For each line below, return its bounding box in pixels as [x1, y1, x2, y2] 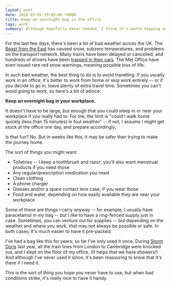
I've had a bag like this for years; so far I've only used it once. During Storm [5, 238, 163, 244]
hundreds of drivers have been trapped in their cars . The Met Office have [5, 56, 159, 63]
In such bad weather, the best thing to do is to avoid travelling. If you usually [5, 72, 165, 78]
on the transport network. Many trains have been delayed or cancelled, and [5, 51, 163, 58]
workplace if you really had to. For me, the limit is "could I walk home [5, 113, 150, 120]
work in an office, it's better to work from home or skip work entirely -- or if [5, 77, 163, 83]
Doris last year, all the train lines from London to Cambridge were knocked [5, 244, 161, 250]
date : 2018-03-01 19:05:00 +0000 [5, 12, 76, 17]
